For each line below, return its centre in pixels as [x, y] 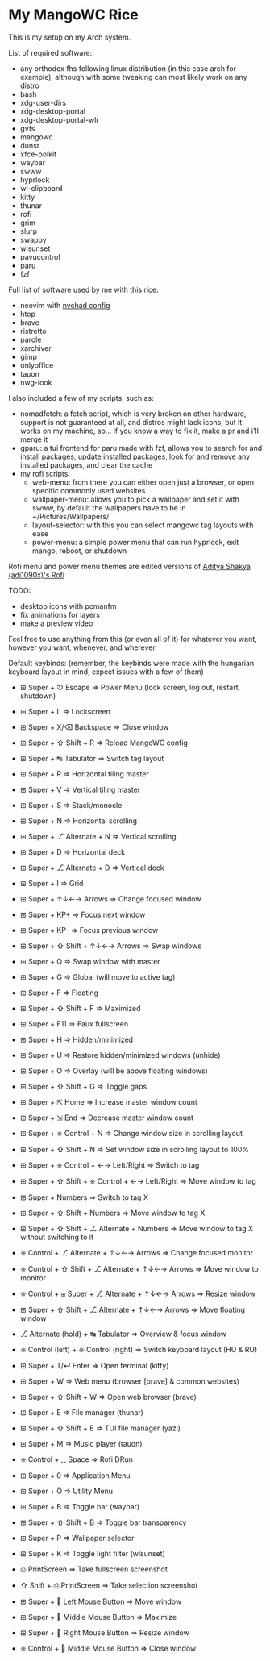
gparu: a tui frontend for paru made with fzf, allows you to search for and [141, 448]
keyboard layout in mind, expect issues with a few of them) [106, 672]
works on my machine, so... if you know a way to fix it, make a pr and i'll [139, 431]
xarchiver [36, 348]
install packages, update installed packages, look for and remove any [135, 456]
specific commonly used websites [89, 490]
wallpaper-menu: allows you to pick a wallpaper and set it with [135, 499]
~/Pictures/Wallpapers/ [71, 516]
